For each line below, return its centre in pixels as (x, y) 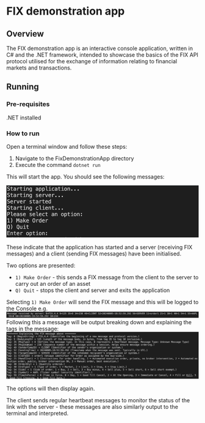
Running (23, 87)
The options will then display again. (51, 388)
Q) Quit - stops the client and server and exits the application (92, 290)
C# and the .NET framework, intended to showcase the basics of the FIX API (102, 55)
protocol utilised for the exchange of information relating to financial (92, 61)
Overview (25, 34)
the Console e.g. (27, 308)
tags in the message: (33, 329)
